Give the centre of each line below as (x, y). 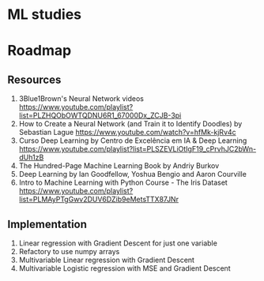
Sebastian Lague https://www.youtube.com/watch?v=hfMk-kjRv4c (127, 133)
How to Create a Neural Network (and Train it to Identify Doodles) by (130, 124)
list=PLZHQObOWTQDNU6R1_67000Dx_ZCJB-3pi (100, 115)
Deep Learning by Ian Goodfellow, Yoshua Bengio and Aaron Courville (132, 174)
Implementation (47, 224)
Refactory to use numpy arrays (69, 251)
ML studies (45, 15)
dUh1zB (31, 157)
